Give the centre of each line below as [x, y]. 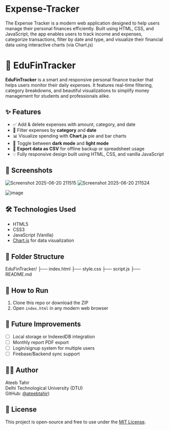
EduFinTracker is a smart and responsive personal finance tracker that [79, 79]
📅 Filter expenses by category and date [54, 130]
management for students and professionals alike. [58, 96]
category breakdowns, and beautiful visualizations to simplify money [77, 90]
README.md [19, 275]
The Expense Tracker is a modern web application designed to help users [82, 23]
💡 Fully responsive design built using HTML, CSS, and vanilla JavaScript [88, 154]
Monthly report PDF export [41, 342]
